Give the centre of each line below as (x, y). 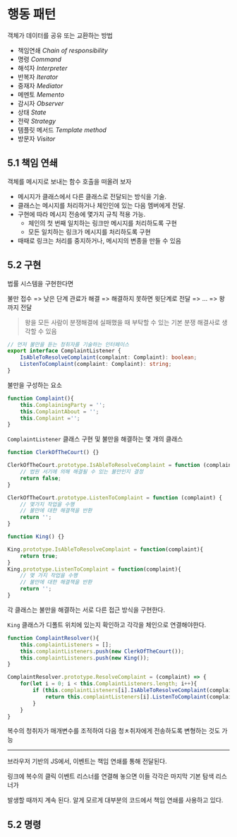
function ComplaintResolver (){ (53, 638)
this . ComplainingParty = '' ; (63, 405)
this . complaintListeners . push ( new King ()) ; (85, 658)
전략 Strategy (37, 121)
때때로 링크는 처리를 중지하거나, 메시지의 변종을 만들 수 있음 (99, 240)
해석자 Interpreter (42, 68)
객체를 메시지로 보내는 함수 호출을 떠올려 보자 (69, 182)
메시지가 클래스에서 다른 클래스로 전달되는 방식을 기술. (92, 196)
